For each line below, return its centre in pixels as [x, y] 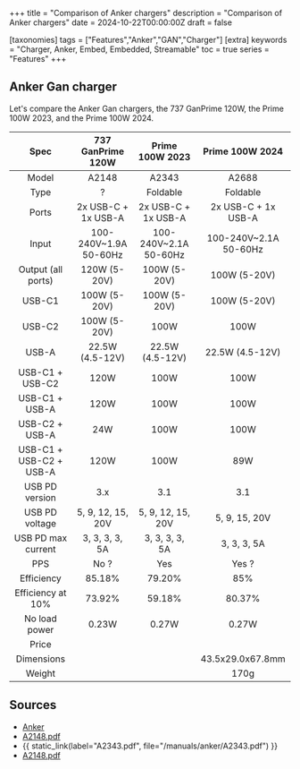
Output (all [41, 269]
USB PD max [41, 538]
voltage [40, 523]
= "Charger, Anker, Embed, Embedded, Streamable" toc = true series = [139, 49]
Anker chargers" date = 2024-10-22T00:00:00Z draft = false [121, 22]
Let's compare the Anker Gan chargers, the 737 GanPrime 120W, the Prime [146, 108]
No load [41, 619]
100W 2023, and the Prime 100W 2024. [82, 118]
